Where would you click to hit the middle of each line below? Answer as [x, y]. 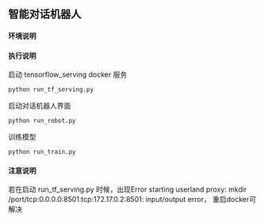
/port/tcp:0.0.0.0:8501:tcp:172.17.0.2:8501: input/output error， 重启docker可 [132, 200]
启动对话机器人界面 [40, 106]
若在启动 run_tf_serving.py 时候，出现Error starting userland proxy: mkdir [128, 189]
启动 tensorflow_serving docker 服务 [68, 74]
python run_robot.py [42, 121]
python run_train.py [42, 152]
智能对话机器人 [45, 14]
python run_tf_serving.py [51, 90]
